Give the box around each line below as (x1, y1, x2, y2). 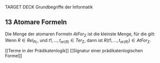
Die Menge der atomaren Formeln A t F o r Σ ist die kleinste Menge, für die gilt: (5, 31, 156, 38)
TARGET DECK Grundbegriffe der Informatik (5, 4, 93, 10)
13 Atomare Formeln (5, 18, 67, 26)
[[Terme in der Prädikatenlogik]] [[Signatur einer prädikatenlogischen (5, 48, 143, 54)
